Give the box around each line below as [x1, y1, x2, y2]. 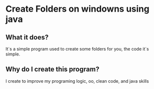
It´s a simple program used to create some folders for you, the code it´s [5, 46, 149, 52]
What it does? [5, 33, 49, 41]
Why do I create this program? [5, 65, 100, 73]
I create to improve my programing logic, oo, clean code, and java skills [5, 78, 149, 84]
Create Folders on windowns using [5, 3, 150, 15]
